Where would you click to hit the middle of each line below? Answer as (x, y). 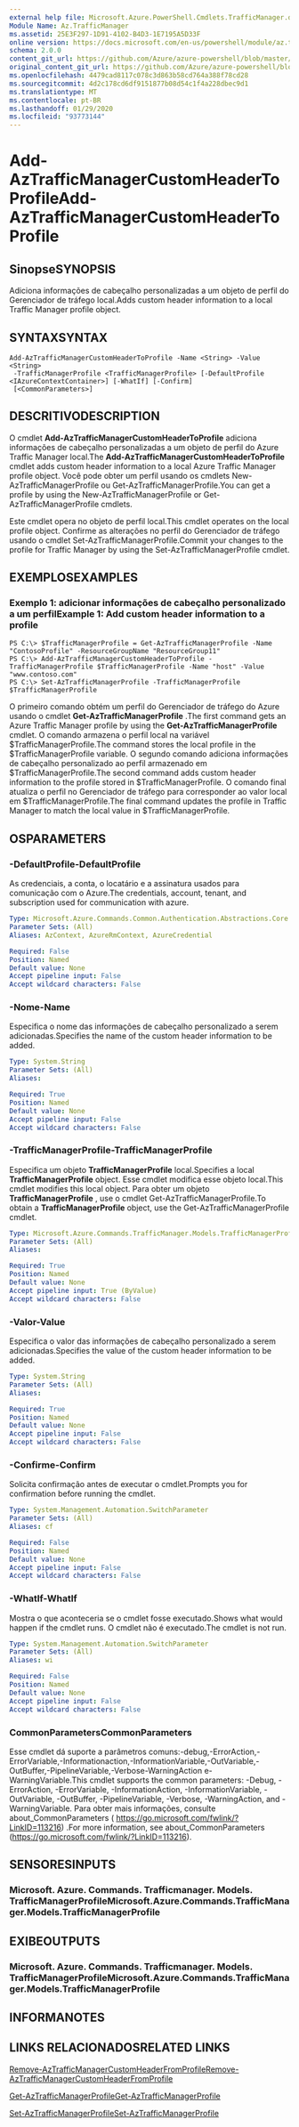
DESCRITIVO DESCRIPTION (85, 416)
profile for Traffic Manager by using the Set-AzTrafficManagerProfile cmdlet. (149, 549)
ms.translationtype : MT (53, 92)
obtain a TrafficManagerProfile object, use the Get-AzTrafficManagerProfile (149, 1208)
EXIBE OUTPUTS (55, 1941)
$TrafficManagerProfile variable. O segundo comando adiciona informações (149, 754)
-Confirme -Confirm (53, 1465)
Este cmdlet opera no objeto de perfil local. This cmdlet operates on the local (149, 521)
